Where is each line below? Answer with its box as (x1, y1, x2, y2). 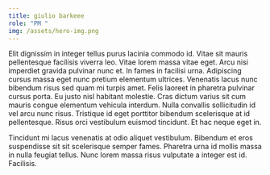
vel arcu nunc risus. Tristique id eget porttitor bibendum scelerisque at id (8, 109, 251, 119)
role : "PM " (8, 19, 48, 27)
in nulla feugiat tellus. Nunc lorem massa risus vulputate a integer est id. (8, 150, 247, 160)
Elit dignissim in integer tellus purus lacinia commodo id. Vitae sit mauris (8, 49, 248, 59)
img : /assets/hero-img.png (8, 27, 99, 35)
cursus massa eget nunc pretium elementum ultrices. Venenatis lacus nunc (8, 74, 258, 85)
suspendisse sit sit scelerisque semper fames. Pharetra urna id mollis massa (8, 142, 262, 152)
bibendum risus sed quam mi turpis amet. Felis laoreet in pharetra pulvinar (8, 83, 255, 93)
